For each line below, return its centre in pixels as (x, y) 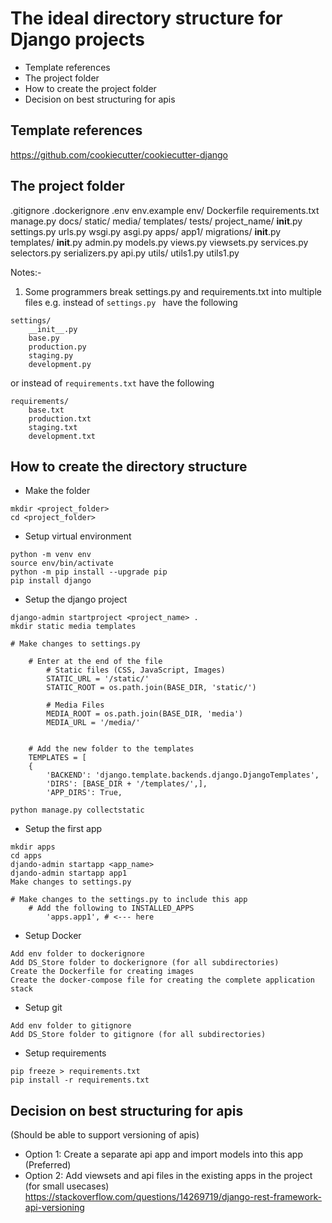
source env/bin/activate (62, 563)
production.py (57, 347)
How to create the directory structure (129, 466)
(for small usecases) (67, 1186)
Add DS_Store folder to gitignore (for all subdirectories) (138, 1035)
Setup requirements (65, 1053)
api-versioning (54, 1208)
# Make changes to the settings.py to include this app (129, 900)
